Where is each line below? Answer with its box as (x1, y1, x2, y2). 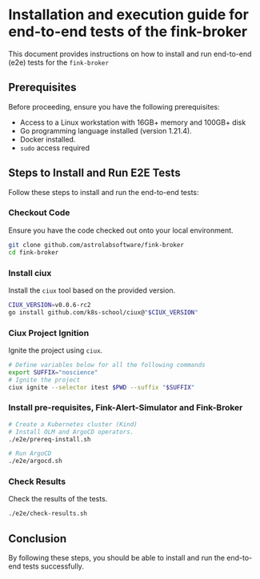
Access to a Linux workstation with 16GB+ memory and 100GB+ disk (19, 118, 246, 127)
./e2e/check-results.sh (8, 509, 88, 517)
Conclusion (8, 532, 67, 545)
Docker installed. (19, 134, 76, 144)
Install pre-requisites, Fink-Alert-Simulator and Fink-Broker (8, 402, 243, 413)
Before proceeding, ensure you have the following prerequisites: (8, 102, 220, 111)
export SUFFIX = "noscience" (8, 368, 98, 377)
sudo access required (19, 142, 90, 153)
